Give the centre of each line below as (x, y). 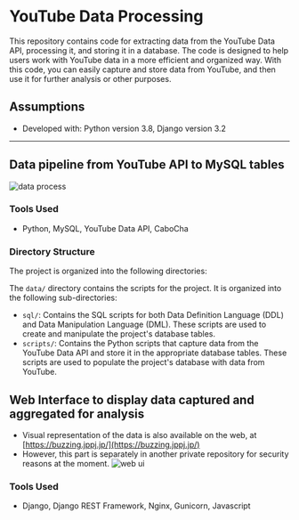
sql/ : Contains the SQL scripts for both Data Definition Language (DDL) (153, 315)
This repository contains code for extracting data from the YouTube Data (142, 41)
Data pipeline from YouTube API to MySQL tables (147, 165)
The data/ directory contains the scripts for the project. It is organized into (145, 288)
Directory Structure (52, 251)
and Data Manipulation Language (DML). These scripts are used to (144, 325)
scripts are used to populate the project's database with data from (143, 362)
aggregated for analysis (77, 414)
